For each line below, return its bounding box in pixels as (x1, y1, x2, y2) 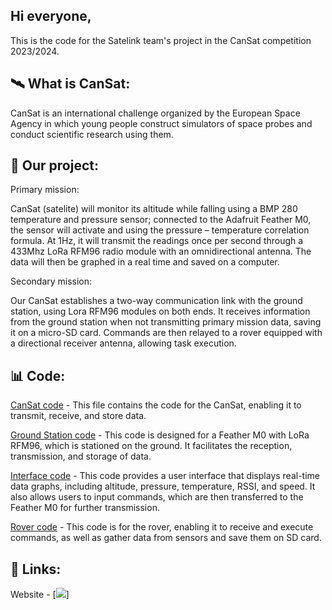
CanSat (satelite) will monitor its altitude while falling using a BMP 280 (10, 203, 298, 215)
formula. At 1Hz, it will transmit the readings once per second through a (10, 235, 304, 247)
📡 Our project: (10, 157, 99, 174)
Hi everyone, (10, 8, 92, 25)
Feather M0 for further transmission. (10, 502, 160, 514)
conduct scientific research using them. (10, 128, 174, 140)
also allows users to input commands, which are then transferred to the (10, 491, 304, 503)
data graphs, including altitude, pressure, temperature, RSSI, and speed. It (10, 480, 316, 493)
